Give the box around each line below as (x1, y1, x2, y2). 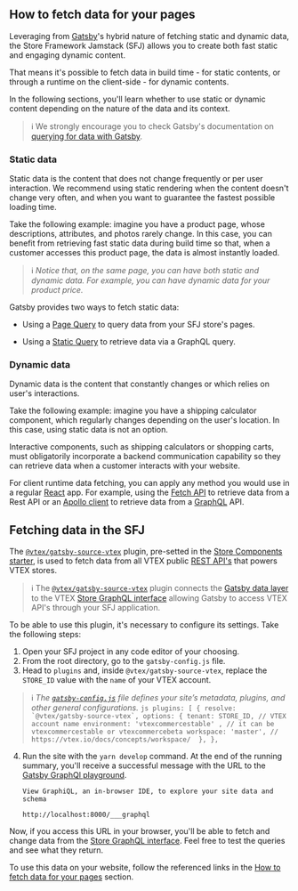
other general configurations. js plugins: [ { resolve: (30, 702, 237, 713)
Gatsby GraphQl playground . (21, 770, 127, 781)
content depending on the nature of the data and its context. (9, 102, 230, 114)
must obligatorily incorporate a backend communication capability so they (9, 451, 282, 462)
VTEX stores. (9, 565, 58, 576)
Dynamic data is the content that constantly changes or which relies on (9, 378, 270, 390)
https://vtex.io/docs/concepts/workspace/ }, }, (30, 735, 220, 744)
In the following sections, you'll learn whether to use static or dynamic (9, 93, 267, 104)
